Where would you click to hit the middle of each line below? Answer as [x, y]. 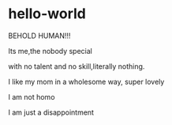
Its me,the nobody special [50, 51]
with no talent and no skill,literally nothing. [77, 66]
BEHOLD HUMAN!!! [39, 36]
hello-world [47, 14]
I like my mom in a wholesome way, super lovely [86, 81]
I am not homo [32, 97]
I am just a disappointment [51, 112]
